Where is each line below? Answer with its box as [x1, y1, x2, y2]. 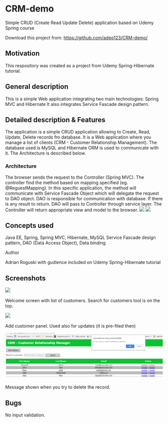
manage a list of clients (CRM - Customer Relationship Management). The [5, 139, 157, 146]
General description [5, 82, 68, 91]
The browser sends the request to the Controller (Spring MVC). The [5, 174, 144, 180]
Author [5, 249, 19, 256]
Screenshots [5, 274, 46, 283]
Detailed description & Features [5, 115, 106, 124]
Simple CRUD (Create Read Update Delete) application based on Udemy [5, 20, 154, 26]
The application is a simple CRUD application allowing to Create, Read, [5, 129, 151, 135]
